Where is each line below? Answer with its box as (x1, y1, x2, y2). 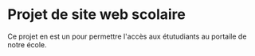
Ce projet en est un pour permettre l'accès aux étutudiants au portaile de (7, 32, 247, 41)
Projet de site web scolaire (7, 6, 186, 24)
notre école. (7, 39, 47, 49)
